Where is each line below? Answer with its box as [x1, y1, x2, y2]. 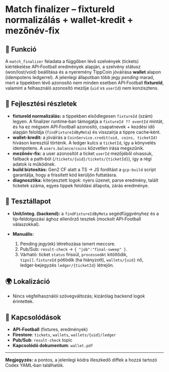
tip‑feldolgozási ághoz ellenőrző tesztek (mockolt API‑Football [12, 215, 142, 222]
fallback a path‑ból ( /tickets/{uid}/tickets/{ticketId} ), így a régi [12, 156, 152, 162]
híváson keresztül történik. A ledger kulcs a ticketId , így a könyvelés [12, 139, 156, 145]
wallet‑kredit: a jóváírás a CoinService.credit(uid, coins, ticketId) [12, 134, 158, 140]
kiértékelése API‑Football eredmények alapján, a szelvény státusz [5, 64, 141, 69]
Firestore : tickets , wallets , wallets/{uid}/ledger [12, 332, 117, 338]
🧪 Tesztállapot [5, 197, 51, 206]
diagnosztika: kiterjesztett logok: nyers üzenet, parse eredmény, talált [12, 177, 158, 183]
